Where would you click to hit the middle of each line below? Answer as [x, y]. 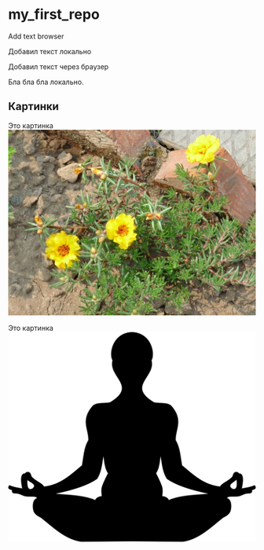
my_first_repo [54, 15]
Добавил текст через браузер [59, 66]
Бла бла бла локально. [46, 82]
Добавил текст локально [50, 51]
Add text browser [36, 36]
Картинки [33, 106]
